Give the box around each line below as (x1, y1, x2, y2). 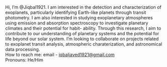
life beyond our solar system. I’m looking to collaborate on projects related (5, 36, 159, 42)
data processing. (5, 47, 40, 52)
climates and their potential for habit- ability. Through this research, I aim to (5, 25, 161, 31)
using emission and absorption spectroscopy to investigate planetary (5, 20, 148, 26)
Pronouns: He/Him (5, 57, 44, 63)
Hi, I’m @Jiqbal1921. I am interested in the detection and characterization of (5, 4, 162, 10)
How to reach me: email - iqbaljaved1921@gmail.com (5, 52, 115, 58)
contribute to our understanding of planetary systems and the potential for (5, 31, 159, 36)
